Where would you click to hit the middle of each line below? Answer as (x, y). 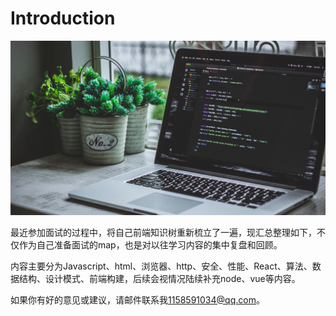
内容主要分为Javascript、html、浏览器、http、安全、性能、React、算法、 (161, 266)
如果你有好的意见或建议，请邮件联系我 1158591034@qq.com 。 (137, 299)
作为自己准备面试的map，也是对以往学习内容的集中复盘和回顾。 (150, 244)
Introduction (63, 18)
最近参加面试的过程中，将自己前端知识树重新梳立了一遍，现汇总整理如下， (163, 232)
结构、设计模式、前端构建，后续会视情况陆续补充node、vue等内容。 (159, 278)
